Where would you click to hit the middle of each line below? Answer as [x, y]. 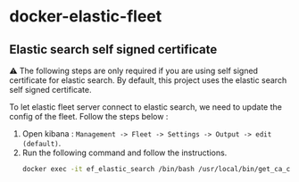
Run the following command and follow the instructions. [125, 153]
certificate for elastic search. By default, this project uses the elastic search [148, 80]
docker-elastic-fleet [86, 17]
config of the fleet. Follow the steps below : [89, 116]
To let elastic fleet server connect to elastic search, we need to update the [146, 107]
